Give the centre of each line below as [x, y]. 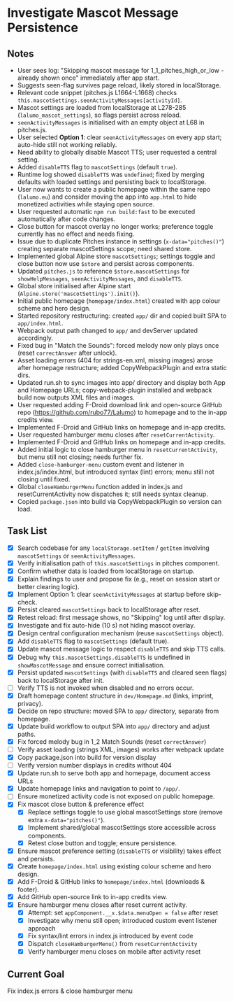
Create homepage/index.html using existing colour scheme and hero [114, 866]
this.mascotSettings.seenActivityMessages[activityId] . [100, 100]
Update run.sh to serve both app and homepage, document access [114, 773]
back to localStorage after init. [61, 680]
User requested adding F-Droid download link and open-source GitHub [119, 405]
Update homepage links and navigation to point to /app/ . [98, 789]
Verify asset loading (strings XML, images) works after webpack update [120, 749]
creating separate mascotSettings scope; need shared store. [104, 249]
